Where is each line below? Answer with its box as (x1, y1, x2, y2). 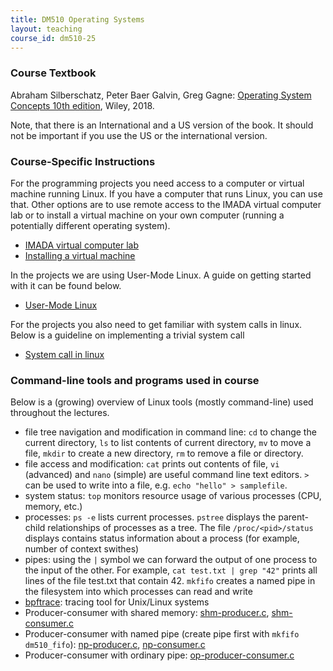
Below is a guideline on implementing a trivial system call (10, 329, 245, 341)
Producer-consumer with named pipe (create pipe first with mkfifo (24, 628, 300, 640)
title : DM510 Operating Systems (10, 14, 145, 25)
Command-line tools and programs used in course (10, 373, 260, 387)
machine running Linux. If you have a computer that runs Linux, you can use (10, 187, 323, 200)
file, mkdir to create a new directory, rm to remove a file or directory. (24, 447, 304, 460)
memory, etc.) (24, 501, 83, 513)
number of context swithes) (24, 543, 140, 555)
